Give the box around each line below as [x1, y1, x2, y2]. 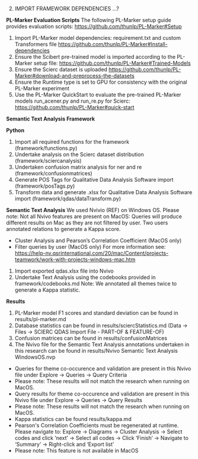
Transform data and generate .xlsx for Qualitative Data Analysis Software [14, 189, 193, 195]
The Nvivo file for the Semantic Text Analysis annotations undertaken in [14, 341, 190, 348]
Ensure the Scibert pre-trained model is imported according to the [14, 53, 176, 60]
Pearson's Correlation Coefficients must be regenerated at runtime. [14, 422, 179, 429]
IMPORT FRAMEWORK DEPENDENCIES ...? [14, 5, 119, 12]
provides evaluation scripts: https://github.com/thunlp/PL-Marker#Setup [6, 23, 182, 30]
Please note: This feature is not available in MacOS [14, 447, 139, 454]
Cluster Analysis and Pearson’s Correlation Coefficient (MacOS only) [14, 237, 182, 244]
